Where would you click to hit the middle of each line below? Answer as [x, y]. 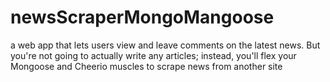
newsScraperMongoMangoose [142, 17]
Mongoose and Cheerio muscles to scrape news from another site [146, 66]
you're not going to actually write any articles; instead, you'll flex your [153, 55]
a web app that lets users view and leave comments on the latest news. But [165, 45]
